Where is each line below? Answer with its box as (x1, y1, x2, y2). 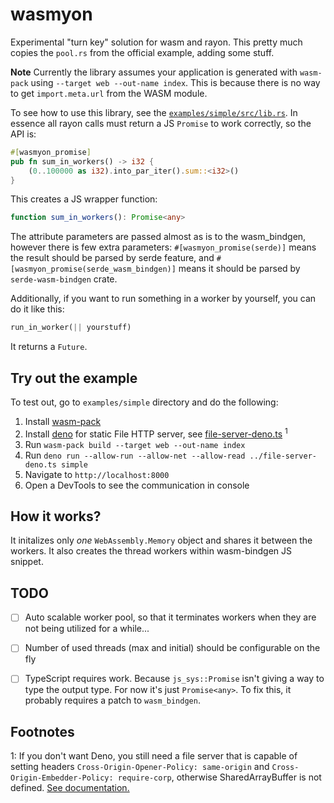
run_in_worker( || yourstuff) (10, 323, 132, 333)
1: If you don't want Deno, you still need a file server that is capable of (10, 750, 298, 762)
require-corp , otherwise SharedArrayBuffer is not (117, 771, 322, 783)
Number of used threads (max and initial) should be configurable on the (24, 642, 321, 654)
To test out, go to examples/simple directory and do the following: (10, 396, 279, 408)
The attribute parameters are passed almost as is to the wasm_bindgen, (10, 231, 307, 243)
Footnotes (10, 723, 75, 740)
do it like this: (10, 303, 65, 315)
